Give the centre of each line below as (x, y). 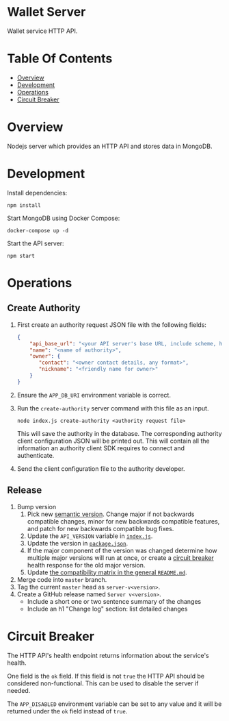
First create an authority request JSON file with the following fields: (112, 325)
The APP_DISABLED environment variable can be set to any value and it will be (114, 704)
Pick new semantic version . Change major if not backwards (111, 514)
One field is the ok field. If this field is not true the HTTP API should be (106, 676)
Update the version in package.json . (78, 543)
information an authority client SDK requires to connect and (100, 448)
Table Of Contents (60, 59)
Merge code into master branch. (62, 579)
